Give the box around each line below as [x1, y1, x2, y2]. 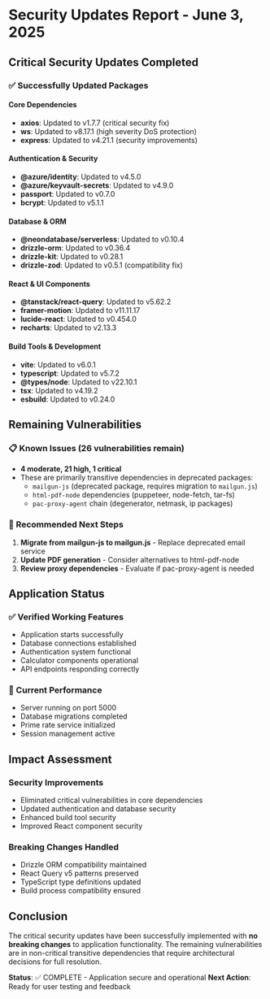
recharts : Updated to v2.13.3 [20, 323, 117, 332]
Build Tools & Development [8, 341, 102, 351]
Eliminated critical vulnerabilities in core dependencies [20, 795, 203, 806]
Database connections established [20, 638, 137, 648]
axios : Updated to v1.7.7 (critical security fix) [20, 118, 170, 128]
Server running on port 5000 [20, 703, 117, 713]
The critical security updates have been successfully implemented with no [8, 931, 259, 940]
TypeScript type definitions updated [20, 877, 142, 887]
